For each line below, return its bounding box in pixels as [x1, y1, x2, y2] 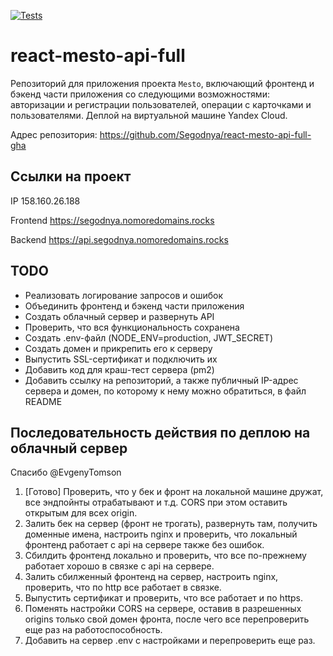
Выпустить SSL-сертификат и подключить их [24, 353, 218, 365]
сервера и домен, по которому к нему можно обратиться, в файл [24, 385, 307, 397]
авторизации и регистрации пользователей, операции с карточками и [10, 98, 312, 110]
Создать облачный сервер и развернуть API [24, 310, 215, 322]
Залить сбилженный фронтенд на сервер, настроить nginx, [24, 571, 279, 583]
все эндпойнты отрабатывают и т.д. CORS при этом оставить [24, 496, 288, 509]
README [24, 395, 63, 407]
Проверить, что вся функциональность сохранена [24, 321, 240, 333]
